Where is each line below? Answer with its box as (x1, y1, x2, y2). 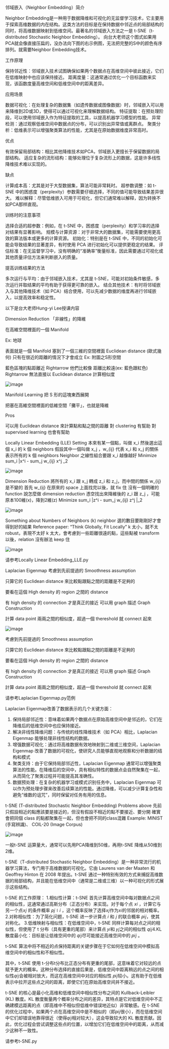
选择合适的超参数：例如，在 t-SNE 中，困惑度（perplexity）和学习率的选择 (5, 223, 160, 229)
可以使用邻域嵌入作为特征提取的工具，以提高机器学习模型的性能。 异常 (14, 115, 161, 120)
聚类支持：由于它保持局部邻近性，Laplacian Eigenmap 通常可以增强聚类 (12, 761, 162, 766)
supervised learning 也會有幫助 (5, 429, 70, 435)
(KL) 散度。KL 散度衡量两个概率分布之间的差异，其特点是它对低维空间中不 (5, 996, 158, 1002)
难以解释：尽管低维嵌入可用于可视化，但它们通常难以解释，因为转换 (15, 195, 156, 201)
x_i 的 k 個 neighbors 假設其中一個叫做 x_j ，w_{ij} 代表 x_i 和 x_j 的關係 (11, 446, 159, 452)
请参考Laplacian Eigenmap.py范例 (5, 695, 75, 701)
